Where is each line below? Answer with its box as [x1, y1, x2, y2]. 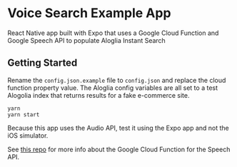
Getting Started [7, 57, 78, 69]
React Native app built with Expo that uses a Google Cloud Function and [7, 29, 219, 37]
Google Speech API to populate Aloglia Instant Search [7, 36, 166, 44]
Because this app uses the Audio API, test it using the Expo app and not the [7, 123, 230, 132]
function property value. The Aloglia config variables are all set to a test [7, 83, 218, 92]
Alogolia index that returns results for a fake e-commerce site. [7, 91, 190, 99]
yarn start [7, 111, 40, 118]
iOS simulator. [7, 131, 49, 140]
